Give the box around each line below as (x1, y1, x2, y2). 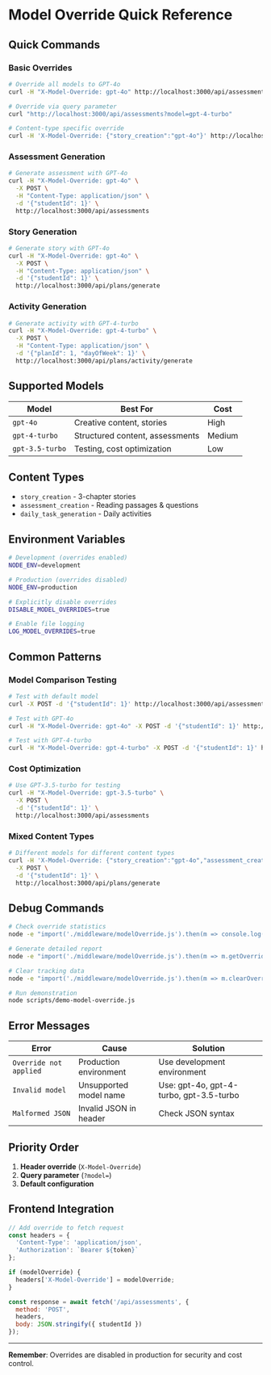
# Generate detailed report (8, 945, 103, 954)
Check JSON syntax (158, 1108, 236, 1119)
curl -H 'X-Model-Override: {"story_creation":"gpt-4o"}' (8, 132, 207, 140)
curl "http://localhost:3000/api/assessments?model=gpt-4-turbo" (8, 110, 232, 118)
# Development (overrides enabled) (8, 554, 128, 562)
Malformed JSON (12, 1109, 71, 1118)
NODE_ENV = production (8, 583, 78, 591)
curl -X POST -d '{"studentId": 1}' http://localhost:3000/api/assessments (8, 700, 269, 708)
